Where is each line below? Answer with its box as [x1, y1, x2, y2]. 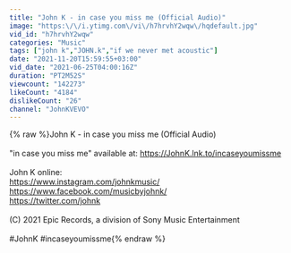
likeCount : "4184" [9, 88, 78, 97]
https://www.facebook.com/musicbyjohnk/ [9, 186, 167, 197]
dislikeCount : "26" [9, 96, 82, 105]
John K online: [9, 167, 63, 178]
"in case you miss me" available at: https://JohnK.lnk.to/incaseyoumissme [9, 148, 282, 159]
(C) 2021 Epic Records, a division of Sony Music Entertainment [9, 215, 240, 225]
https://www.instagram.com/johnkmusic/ [9, 176, 160, 188]
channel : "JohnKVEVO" [9, 105, 90, 114]
